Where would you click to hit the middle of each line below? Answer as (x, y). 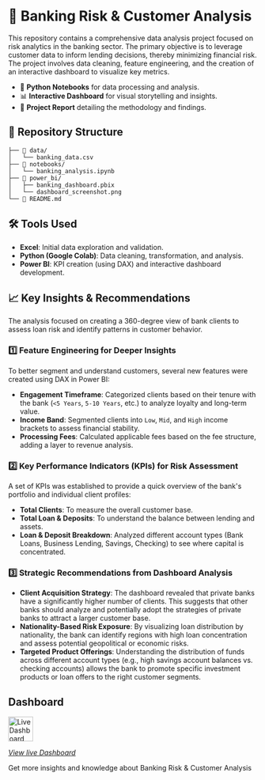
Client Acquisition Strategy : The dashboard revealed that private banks (137, 593)
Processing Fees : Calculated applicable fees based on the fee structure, (138, 436)
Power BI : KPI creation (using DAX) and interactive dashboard (120, 263)
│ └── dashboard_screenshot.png (65, 192)
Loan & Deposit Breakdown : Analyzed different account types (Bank (131, 535)
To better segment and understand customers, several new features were (128, 370)
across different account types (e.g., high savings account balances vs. (136, 661)
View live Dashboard (42, 753)
